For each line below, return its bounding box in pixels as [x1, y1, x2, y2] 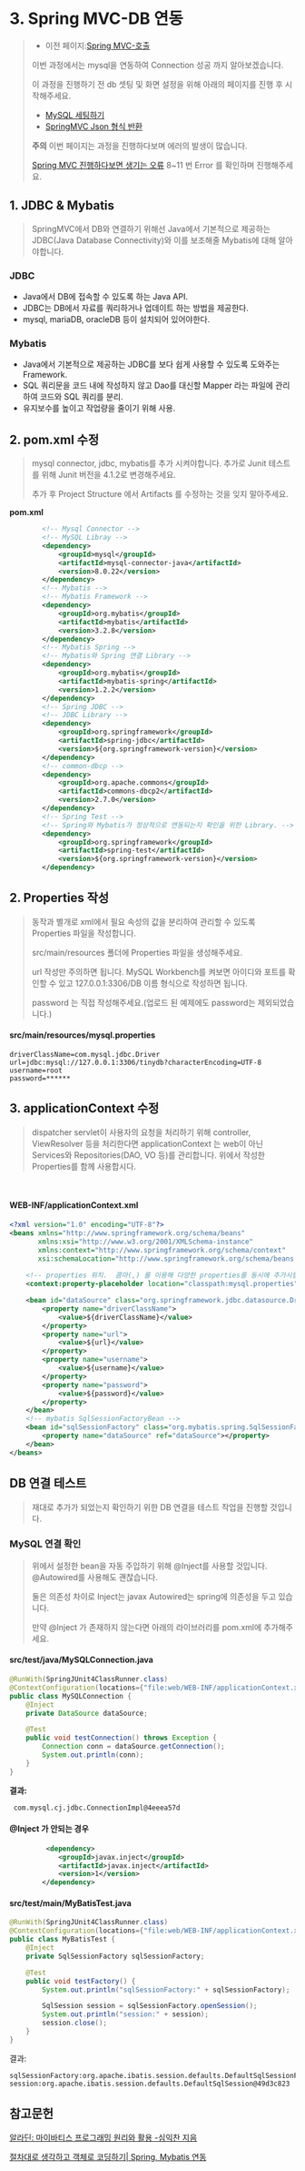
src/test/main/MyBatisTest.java [9, 1897, 132, 1908]
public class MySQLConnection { [9, 1691, 132, 1700]
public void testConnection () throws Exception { [25, 1733, 218, 1743]
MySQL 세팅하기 [44, 109, 105, 120]
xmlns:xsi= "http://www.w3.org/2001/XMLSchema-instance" [37, 1237, 254, 1246]
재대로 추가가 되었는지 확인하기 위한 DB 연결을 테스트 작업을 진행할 [31, 1501, 269, 1512]
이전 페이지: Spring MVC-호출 [44, 40, 151, 51]
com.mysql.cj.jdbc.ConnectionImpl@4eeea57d [13, 1803, 181, 1812]
